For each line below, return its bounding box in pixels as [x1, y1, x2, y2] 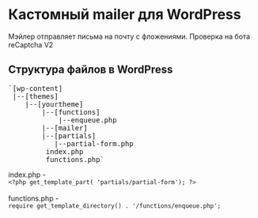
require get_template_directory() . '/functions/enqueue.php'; [8, 201, 222, 210]
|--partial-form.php [54, 139, 134, 148]
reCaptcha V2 [8, 39, 54, 49]
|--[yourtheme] [25, 100, 84, 108]
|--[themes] [12, 92, 59, 100]
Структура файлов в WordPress [8, 63, 173, 77]
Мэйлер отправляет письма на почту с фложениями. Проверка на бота [8, 32, 251, 41]
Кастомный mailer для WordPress [8, 6, 241, 24]
